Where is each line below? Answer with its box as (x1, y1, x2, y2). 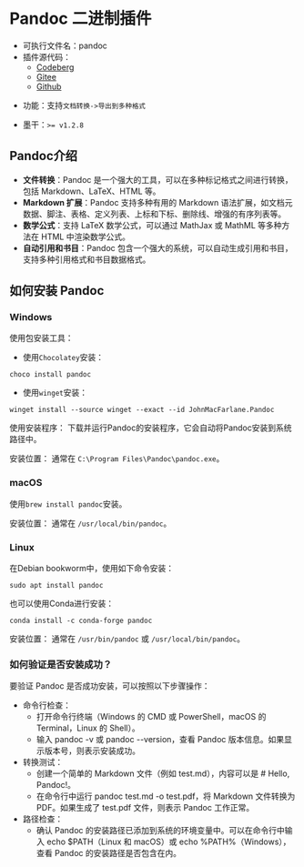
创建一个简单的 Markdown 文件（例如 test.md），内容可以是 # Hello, (35, 768, 290, 779)
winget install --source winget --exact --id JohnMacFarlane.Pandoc (9, 406, 275, 415)
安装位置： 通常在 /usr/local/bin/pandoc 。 (9, 518, 172, 529)
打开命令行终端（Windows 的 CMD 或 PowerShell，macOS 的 (35, 711, 267, 722)
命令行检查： (22, 700, 71, 711)
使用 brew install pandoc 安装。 (9, 498, 127, 509)
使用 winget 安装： (22, 388, 88, 398)
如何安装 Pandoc (9, 283, 105, 298)
